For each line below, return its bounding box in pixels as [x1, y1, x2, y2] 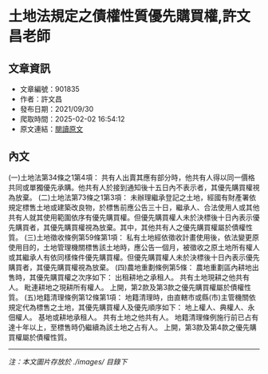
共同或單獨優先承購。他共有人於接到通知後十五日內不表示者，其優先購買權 [8, 182, 253, 192]
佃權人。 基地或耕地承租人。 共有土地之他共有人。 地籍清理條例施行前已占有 [8, 312, 259, 322]
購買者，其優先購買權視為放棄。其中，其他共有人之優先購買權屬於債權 [14, 222, 246, 232]
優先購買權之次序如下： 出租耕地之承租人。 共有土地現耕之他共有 [35, 273, 250, 282]
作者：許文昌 [19, 94, 62, 104]
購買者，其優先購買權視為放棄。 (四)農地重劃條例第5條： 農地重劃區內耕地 [8, 262, 253, 272]
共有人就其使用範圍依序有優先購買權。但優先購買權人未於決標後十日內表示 [8, 213, 253, 222]
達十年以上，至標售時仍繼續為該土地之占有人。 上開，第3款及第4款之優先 [8, 322, 250, 332]
